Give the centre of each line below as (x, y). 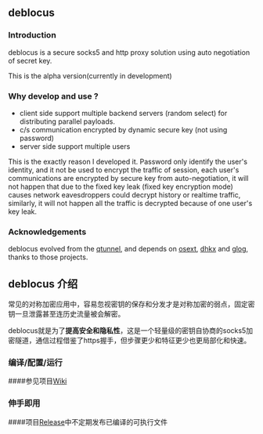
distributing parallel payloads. (67, 121)
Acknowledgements (47, 232)
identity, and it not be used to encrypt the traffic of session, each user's (124, 170)
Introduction (32, 35)
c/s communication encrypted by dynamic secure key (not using (123, 129)
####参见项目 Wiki (38, 381)
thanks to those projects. (48, 257)
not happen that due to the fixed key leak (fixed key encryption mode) (121, 186)
